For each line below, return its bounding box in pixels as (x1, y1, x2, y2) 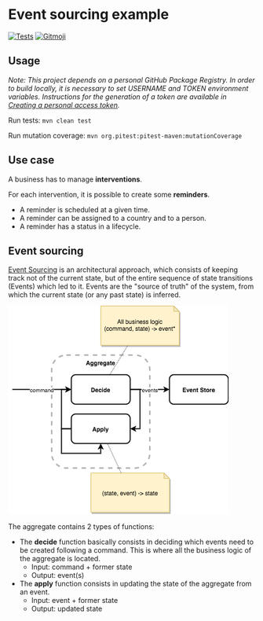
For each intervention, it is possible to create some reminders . (8, 189, 210, 199)
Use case (8, 153, 55, 167)
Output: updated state (31, 604, 103, 614)
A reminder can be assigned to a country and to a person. (19, 213, 206, 222)
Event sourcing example (8, 6, 170, 24)
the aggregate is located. (19, 554, 100, 564)
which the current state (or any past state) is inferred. (8, 290, 181, 299)
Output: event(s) (31, 571, 85, 580)
